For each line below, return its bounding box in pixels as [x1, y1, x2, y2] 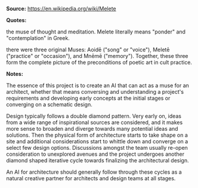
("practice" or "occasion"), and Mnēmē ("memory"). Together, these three [6, 53, 189, 59]
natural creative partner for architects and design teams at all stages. [6, 175, 176, 181]
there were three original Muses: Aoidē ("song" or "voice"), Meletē [6, 46, 170, 53]
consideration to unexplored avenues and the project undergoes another [6, 150, 185, 158]
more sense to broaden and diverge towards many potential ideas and [6, 125, 178, 132]
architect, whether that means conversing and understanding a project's [6, 88, 184, 95]
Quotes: [6, 17, 27, 23]
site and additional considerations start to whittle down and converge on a [6, 138, 188, 145]
